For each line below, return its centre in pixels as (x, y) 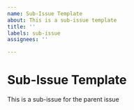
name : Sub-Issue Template (45, 14)
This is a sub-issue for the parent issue (64, 100)
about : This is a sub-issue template (62, 20)
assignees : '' (28, 40)
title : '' (22, 26)
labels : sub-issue (34, 33)
